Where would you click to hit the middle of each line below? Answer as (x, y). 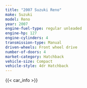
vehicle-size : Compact (29, 61)
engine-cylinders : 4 (27, 38)
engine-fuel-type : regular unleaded (43, 29)
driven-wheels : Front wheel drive (41, 47)
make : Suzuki (19, 15)
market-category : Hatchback (35, 57)
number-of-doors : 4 (26, 52)
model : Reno (18, 19)
